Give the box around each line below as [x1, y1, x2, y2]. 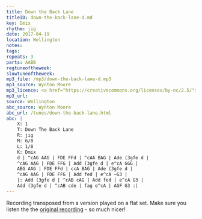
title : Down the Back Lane [6, 8, 74, 15]
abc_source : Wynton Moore [6, 104, 71, 110]
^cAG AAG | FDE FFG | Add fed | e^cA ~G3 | [17, 171, 128, 178]
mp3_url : [6, 93, 28, 99]
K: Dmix [17, 149, 36, 155]
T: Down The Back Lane [17, 127, 74, 133]
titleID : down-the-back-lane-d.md [6, 14, 93, 21]
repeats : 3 [6, 54, 34, 60]
